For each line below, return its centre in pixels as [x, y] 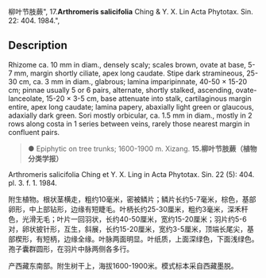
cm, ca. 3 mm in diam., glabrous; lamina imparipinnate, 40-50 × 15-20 [133, 81]
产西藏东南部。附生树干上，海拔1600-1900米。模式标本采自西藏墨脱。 [123, 265]
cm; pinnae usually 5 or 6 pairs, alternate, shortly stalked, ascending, [121, 90]
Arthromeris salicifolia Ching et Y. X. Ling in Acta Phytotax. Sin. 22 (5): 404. [131, 174]
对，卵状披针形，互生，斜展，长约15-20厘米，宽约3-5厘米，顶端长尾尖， [128, 229]
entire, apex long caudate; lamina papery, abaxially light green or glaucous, [131, 106]
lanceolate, [26, 98]
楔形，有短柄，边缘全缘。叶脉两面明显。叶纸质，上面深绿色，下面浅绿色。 [137, 239]
